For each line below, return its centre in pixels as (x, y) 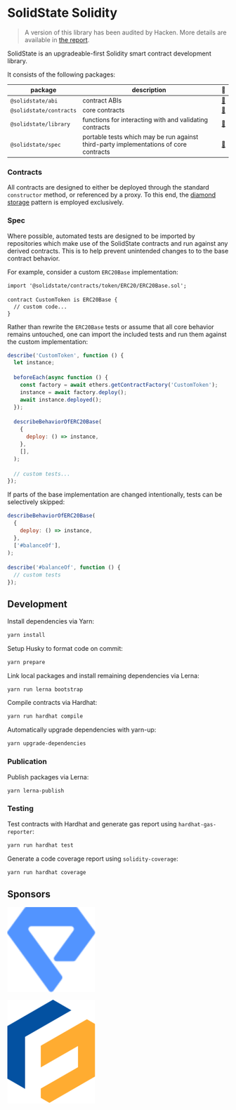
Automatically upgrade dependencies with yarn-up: (82, 730)
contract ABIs (102, 100)
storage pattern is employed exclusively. (66, 202)
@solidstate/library (40, 124)
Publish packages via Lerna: (48, 777)
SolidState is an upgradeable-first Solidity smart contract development (110, 53)
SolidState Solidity (63, 13)
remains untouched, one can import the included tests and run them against (117, 334)
